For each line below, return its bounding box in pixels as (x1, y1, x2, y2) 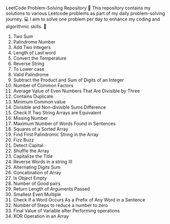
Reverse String (13, 60, 45, 67)
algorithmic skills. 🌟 (6, 24, 47, 29)
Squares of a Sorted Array (13, 126, 68, 132)
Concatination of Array (13, 170, 61, 175)
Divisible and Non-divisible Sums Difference (13, 104, 106, 110)
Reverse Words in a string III (13, 159, 72, 165)
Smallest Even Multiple (13, 191, 61, 197)
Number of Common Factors (13, 83, 74, 88)
